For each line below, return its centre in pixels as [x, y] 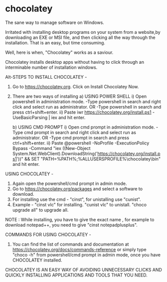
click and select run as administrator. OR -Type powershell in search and [87, 107]
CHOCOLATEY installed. [37, 260]
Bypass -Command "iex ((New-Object [51, 148]
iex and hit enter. [68, 117]
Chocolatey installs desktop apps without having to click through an [75, 62]
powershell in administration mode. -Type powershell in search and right [86, 101]
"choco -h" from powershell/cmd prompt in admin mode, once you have [86, 255]
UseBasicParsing [30, 117]
